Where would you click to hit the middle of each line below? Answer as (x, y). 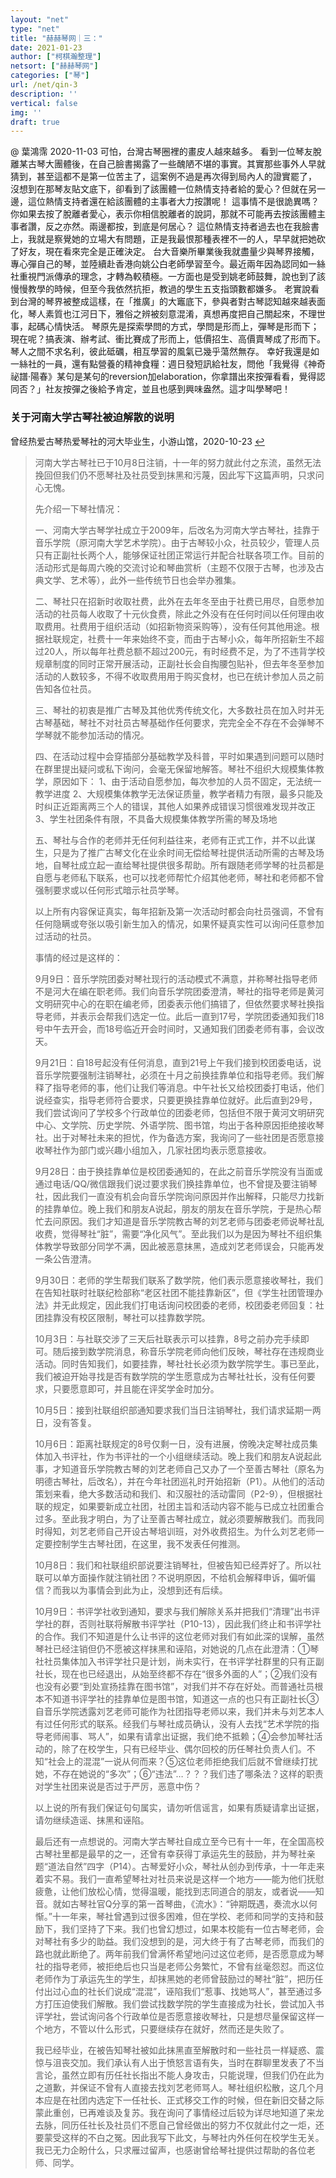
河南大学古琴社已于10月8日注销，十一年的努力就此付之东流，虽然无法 (178, 462)
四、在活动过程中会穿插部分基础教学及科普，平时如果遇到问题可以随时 (179, 756)
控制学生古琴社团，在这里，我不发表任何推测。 (149, 1543)
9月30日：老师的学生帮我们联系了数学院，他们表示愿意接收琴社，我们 (178, 1280)
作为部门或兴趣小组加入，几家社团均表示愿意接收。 (166, 1150)
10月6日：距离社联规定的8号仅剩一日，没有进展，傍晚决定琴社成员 (172, 1443)
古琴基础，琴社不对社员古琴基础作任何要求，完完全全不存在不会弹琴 (175, 722)
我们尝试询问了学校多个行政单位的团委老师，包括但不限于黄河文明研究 (179, 1112)
